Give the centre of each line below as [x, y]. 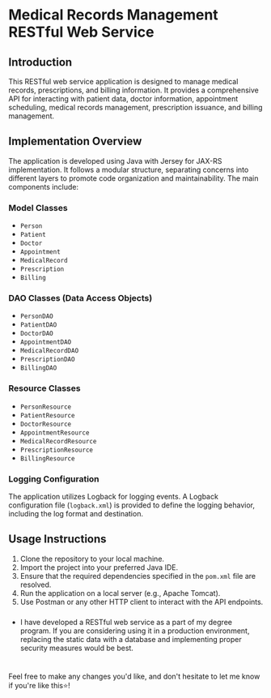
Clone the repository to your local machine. [92, 559]
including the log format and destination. [76, 514]
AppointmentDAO [46, 342]
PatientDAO [38, 325]
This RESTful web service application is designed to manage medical [123, 81]
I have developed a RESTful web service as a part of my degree [126, 622]
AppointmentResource [55, 433]
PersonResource [46, 407]
